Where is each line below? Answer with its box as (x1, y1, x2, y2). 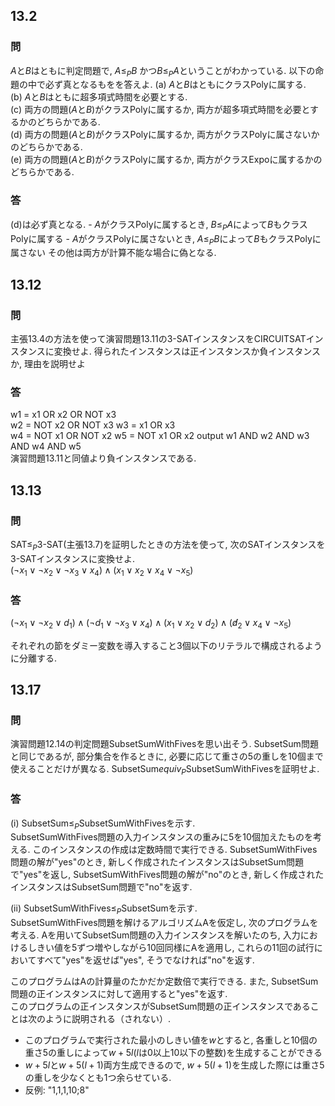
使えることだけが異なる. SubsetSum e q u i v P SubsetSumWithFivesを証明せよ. (10, 763, 320, 778)
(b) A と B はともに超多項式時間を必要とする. (10, 91, 188, 103)
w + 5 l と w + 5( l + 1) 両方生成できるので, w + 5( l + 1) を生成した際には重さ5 (24, 1059, 325, 1071)
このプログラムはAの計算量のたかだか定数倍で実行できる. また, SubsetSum (10, 975, 319, 988)
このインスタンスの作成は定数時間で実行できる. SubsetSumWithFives (32, 844, 318, 856)
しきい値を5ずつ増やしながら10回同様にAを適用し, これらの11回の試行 (27, 942, 315, 954)
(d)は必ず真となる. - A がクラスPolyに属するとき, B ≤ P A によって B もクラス (10, 218, 308, 233)
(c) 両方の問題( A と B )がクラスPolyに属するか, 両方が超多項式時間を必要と (10, 104, 311, 116)
